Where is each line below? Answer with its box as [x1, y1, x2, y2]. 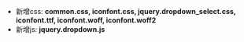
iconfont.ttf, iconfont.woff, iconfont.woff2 [15, 16, 157, 25]
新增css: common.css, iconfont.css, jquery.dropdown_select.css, [15, 7, 236, 16]
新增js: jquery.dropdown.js [15, 25, 105, 33]
